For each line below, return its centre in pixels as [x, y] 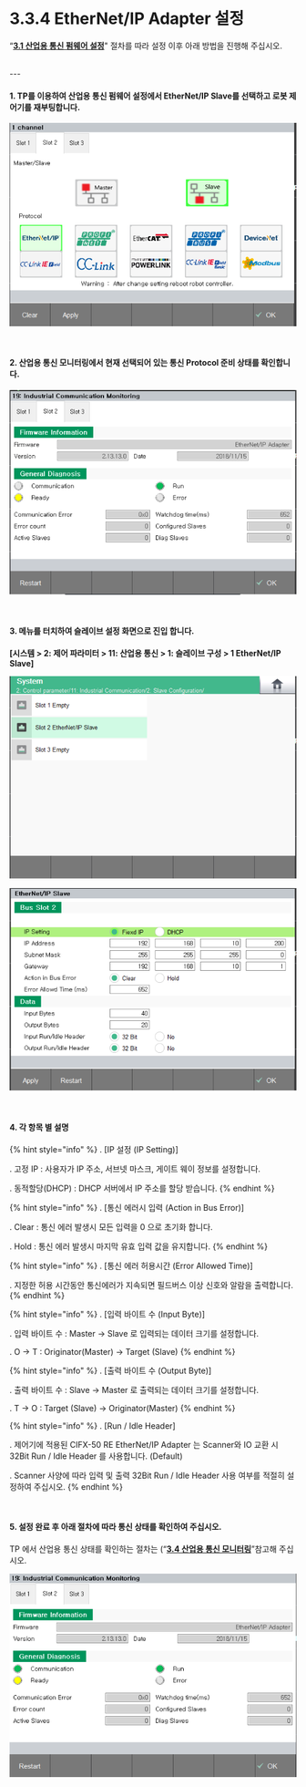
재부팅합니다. [56, 107]
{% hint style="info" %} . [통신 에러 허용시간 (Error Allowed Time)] [131, 1265]
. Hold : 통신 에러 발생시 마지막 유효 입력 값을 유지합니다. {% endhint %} [139, 1246]
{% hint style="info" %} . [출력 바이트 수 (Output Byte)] [111, 1370]
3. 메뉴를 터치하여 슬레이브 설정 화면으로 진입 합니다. [102, 631]
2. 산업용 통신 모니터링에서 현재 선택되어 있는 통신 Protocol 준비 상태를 [134, 363]
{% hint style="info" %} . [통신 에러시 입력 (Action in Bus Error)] [127, 1207]
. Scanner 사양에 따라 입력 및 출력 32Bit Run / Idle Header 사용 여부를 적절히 [147, 1475]
